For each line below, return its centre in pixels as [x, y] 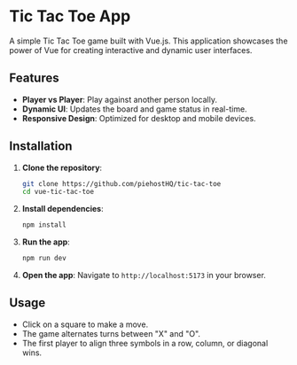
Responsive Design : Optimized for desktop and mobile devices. [139, 118]
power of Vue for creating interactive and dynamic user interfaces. [131, 50]
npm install [44, 225]
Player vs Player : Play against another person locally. [119, 99]
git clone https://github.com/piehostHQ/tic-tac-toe [121, 183]
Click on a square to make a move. [85, 324]
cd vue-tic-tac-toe [58, 192]
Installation [41, 147]
